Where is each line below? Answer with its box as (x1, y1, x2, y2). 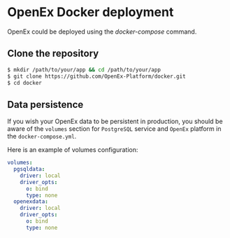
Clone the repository (7, 48, 99, 59)
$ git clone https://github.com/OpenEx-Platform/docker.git (7, 73, 187, 80)
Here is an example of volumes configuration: (7, 146, 138, 154)
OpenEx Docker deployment (7, 4, 174, 20)
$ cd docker (7, 79, 42, 86)
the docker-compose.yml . (7, 132, 77, 141)
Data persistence (7, 99, 84, 111)
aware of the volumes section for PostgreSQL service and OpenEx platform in (7, 125, 222, 133)
